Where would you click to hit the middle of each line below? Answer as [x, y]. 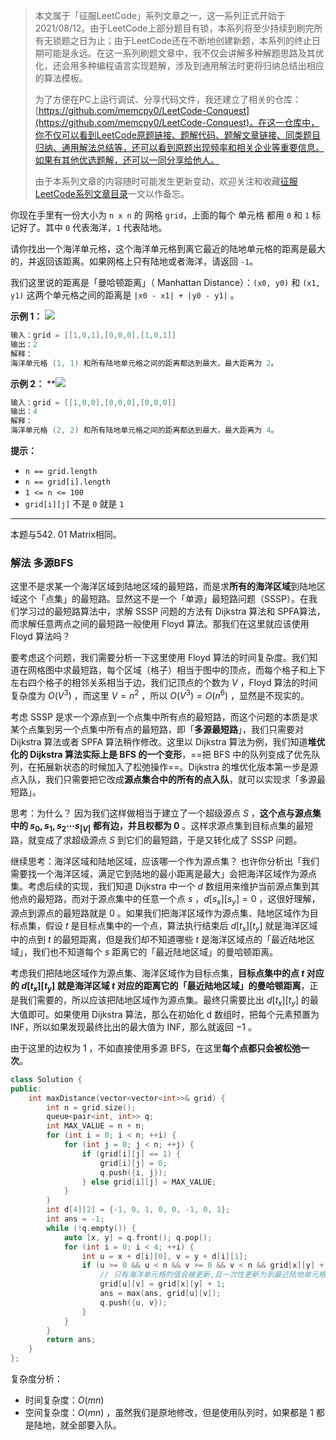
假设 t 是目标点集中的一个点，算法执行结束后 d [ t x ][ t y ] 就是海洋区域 [181, 926]
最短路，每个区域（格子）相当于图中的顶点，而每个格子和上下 [198, 670]
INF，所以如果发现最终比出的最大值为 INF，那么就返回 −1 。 [133, 1026]
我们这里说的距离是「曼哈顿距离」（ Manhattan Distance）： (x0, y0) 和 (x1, [165, 282]
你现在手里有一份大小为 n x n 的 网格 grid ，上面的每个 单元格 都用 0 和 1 [160, 215]
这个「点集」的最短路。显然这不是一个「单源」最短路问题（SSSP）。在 [163, 599]
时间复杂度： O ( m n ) [64, 1400]
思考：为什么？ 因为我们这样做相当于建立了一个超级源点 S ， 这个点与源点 [161, 813]
